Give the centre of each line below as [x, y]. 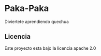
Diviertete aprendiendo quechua [37, 22]
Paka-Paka [27, 8]
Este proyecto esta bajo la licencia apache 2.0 [50, 48]
